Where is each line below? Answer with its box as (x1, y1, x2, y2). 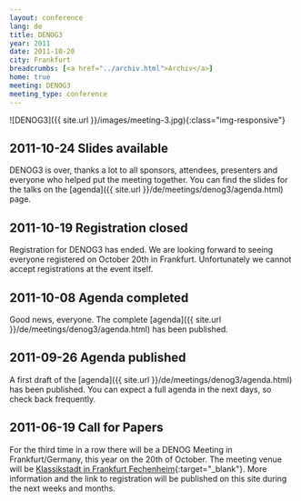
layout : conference (9, 13, 84, 23)
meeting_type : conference (9, 89, 107, 98)
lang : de (9, 22, 43, 31)
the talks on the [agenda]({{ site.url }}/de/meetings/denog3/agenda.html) (9, 184, 284, 195)
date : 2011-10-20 (9, 47, 75, 56)
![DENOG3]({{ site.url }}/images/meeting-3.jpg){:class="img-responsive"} (9, 115, 286, 125)
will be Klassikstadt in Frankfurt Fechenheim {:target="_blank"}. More (9, 463, 267, 474)
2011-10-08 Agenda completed (9, 290, 189, 306)
